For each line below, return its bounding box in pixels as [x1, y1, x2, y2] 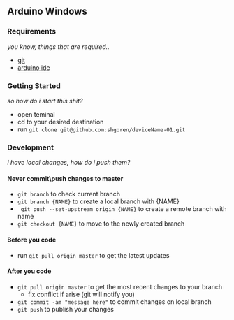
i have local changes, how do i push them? [7, 159, 131, 167]
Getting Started [7, 80, 61, 90]
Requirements [7, 27, 57, 36]
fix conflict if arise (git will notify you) [27, 290, 135, 298]
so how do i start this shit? [7, 96, 83, 105]
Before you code [7, 235, 57, 244]
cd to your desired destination [17, 117, 104, 126]
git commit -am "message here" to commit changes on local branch [17, 297, 212, 306]
